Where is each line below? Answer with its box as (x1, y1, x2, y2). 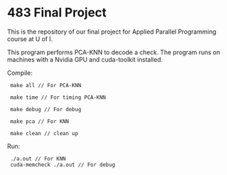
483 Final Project (7, 5, 107, 21)
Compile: (7, 69, 33, 77)
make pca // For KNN (10, 118, 69, 125)
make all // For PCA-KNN (10, 82, 81, 89)
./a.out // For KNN (10, 155, 67, 162)
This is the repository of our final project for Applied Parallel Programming (7, 27, 217, 36)
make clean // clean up (10, 130, 78, 137)
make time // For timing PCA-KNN (10, 94, 107, 101)
